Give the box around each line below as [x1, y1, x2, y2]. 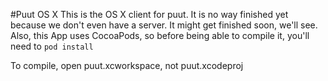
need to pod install [10, 40, 94, 52]
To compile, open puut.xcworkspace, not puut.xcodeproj [10, 60, 244, 71]
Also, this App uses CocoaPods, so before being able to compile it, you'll [10, 30, 310, 41]
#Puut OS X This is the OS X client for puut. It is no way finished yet [10, 9, 289, 20]
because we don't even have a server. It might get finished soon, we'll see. [10, 19, 318, 31]
